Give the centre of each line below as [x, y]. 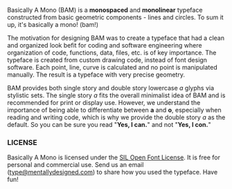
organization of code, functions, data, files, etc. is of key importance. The [112, 52]
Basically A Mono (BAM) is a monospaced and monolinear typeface [105, 10]
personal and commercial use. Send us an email [75, 165]
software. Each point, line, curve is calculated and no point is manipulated [113, 67]
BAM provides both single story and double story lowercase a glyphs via [111, 88]
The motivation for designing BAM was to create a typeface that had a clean [116, 38]
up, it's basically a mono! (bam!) [53, 24]
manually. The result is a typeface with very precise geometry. [96, 74]
